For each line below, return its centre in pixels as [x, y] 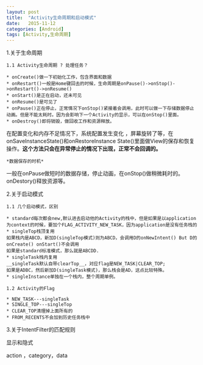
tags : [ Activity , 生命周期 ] [39, 35]
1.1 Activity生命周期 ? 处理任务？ [47, 66]
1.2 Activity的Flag [30, 289]
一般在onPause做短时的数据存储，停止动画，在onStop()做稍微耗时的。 [95, 174]
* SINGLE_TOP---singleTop [39, 305]
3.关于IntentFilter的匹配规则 [41, 330]
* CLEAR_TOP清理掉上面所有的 [40, 311]
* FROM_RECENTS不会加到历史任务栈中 [48, 317]
